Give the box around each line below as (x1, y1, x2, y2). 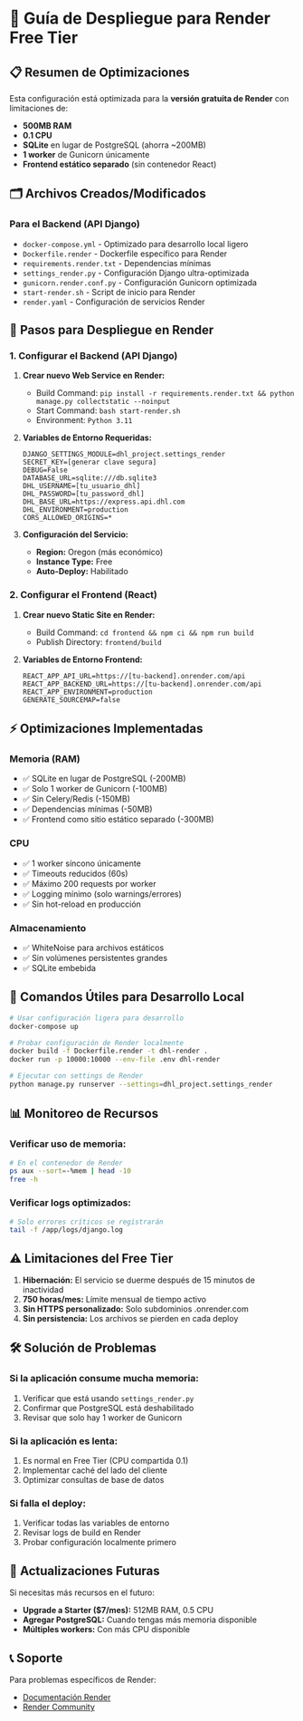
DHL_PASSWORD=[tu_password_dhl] (22, 489, 145, 499)
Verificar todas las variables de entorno (22, 1517, 170, 1529)
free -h (9, 1175, 39, 1185)
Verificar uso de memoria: (9, 1138, 127, 1150)
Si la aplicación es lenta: (9, 1435, 118, 1447)
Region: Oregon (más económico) (35, 547, 164, 558)
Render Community (22, 1701, 95, 1712)
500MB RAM (22, 120, 72, 130)
